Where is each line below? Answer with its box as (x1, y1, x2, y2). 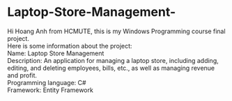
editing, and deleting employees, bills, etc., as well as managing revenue (7, 64, 215, 72)
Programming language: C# (7, 78, 86, 86)
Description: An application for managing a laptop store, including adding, (7, 56, 219, 64)
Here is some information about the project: (7, 42, 132, 50)
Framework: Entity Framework (7, 86, 94, 94)
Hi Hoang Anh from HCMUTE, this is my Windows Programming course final (7, 27, 226, 35)
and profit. (7, 71, 37, 80)
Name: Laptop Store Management (7, 49, 105, 57)
